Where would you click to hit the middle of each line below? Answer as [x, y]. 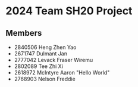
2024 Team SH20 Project [69, 11]
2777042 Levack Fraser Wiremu [54, 60]
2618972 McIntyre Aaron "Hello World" [62, 72]
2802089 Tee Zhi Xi [39, 66]
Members [24, 33]
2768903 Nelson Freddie [45, 79]
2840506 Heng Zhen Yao [45, 47]
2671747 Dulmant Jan [41, 54]
